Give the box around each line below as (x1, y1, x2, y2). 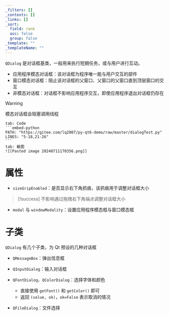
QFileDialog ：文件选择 (12, 304, 60, 311)
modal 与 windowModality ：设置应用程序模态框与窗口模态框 (12, 206, 134, 213)
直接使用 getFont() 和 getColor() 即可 (20, 287, 100, 294)
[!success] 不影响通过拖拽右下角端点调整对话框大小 (17, 196, 126, 202)
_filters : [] (5, 7, 33, 13)
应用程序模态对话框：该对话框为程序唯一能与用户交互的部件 (12, 71, 138, 77)
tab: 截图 (5, 144, 24, 149)
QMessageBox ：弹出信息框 (12, 255, 65, 261)
